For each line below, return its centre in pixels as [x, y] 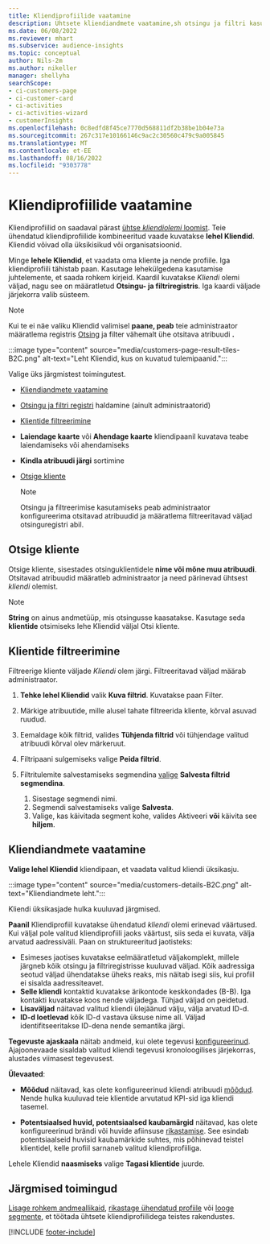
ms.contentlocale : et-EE [50, 151]
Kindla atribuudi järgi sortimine [72, 461]
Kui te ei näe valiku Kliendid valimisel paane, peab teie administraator [123, 326]
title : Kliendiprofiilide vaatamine [70, 16]
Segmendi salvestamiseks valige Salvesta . [103, 807]
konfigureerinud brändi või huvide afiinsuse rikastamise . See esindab [134, 1130]
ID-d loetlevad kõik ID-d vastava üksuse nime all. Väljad [112, 1017]
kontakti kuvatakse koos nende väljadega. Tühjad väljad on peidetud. [134, 1000]
